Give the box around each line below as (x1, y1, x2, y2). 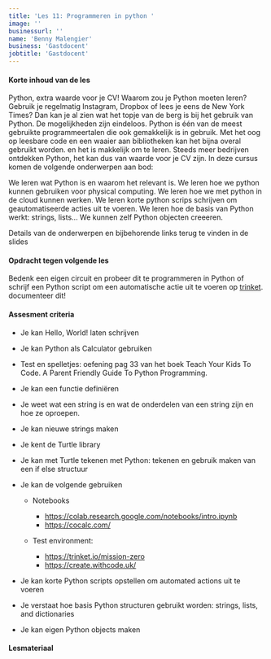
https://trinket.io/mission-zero (44, 551, 145, 561)
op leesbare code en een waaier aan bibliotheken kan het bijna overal (8, 136, 242, 146)
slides (8, 237, 28, 247)
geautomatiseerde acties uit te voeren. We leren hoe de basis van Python (8, 204, 254, 214)
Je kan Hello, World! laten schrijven (20, 327, 140, 338)
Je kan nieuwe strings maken (20, 424, 119, 434)
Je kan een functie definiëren (20, 383, 120, 393)
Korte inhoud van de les (8, 75, 91, 85)
